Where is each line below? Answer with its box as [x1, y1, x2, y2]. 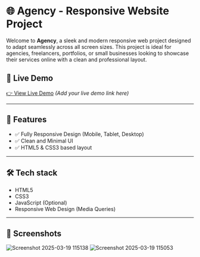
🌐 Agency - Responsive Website [6, 4, 170, 18]
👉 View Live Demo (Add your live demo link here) [6, 89, 129, 97]
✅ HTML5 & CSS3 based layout [14, 144, 92, 151]
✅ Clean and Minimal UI [14, 137, 73, 144]
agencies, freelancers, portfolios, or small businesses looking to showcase [6, 49, 189, 57]
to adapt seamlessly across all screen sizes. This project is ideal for [6, 43, 171, 50]
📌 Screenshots [6, 228, 62, 239]
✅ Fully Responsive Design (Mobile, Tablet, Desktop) [14, 130, 145, 138]
